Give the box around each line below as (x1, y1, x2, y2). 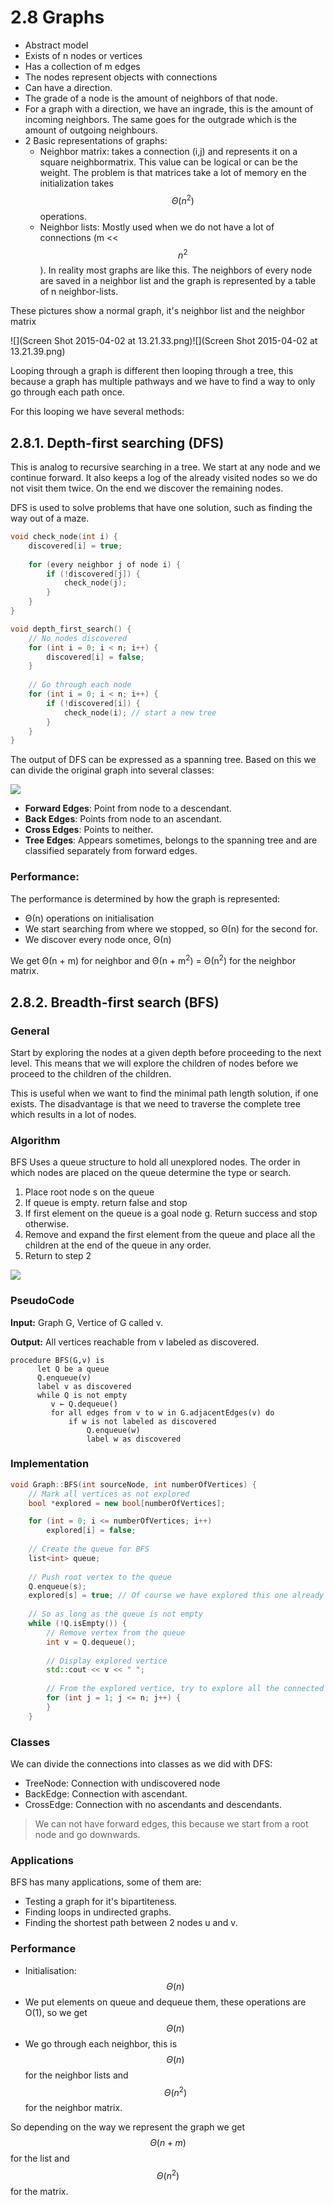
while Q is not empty (36, 1390, 128, 1400)
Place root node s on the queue (24, 1186, 155, 1198)
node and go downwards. (34, 1829, 141, 1841)
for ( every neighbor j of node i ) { (28, 559, 182, 570)
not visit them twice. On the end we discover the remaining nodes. (10, 482, 284, 495)
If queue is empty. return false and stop (24, 1197, 188, 1209)
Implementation (10, 1457, 90, 1471)
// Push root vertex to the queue (28, 1572, 172, 1582)
